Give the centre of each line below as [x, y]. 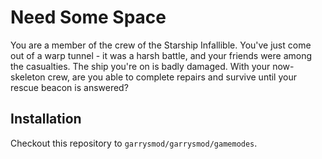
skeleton [28, 77]
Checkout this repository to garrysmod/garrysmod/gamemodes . [134, 143]
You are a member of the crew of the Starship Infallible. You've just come [161, 45]
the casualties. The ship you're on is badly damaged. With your [140, 66]
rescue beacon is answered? [69, 87]
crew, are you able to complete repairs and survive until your [172, 77]
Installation [46, 119]
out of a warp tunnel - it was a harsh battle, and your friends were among [161, 55]
